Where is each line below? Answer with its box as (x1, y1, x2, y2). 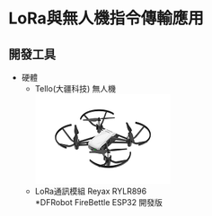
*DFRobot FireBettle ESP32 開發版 (34, 197, 163, 207)
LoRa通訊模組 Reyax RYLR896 (34, 186, 147, 196)
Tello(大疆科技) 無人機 (34, 83, 117, 94)
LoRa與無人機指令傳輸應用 (8, 8, 204, 29)
